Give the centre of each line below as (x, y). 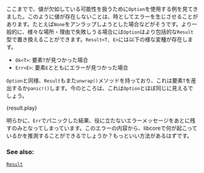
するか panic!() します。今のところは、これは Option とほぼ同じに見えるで (102, 88)
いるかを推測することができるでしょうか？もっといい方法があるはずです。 (100, 136)
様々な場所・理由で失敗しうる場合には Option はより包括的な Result (110, 32)
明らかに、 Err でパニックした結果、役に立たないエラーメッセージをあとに (98, 120)
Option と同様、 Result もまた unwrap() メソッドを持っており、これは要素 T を (99, 80)
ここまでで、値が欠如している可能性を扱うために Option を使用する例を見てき (102, 9)
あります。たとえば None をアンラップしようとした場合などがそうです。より (99, 24)
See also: (20, 152)
